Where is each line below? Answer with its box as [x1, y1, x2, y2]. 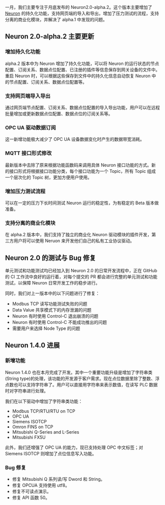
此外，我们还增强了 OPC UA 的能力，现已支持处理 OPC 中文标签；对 [5, 444, 143, 450]
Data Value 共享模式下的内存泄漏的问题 [12, 307, 92, 313]
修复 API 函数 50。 [12, 494, 50, 501]
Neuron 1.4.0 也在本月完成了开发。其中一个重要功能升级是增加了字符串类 [5, 369, 153, 375]
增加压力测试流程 [5, 188, 46, 194]
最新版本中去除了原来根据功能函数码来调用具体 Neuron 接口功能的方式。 [5, 162, 152, 168]
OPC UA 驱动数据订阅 [5, 124, 56, 131]
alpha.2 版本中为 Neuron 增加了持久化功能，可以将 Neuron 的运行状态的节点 [5, 61, 160, 66]
